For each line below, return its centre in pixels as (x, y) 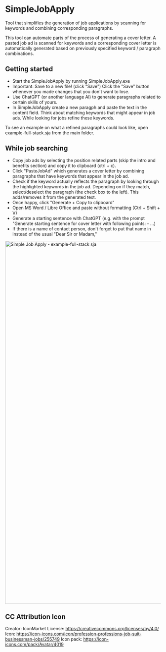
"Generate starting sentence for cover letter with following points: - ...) (84, 223)
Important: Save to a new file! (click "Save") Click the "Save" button (81, 86)
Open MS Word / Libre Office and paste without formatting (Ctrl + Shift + (86, 208)
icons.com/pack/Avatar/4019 (35, 645)
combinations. (20, 54)
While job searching (37, 148)
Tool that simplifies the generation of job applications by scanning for (76, 23)
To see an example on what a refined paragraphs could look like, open (77, 127)
